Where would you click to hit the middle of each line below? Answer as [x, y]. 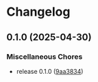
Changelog [38, 12]
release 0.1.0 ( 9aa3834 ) [50, 71]
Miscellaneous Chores [45, 57]
